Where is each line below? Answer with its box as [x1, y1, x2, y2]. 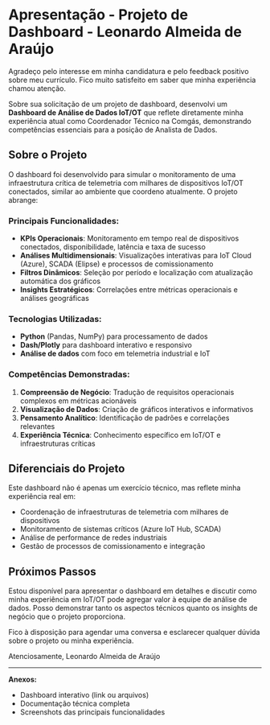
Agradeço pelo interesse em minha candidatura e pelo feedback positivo [8, 66, 249, 76]
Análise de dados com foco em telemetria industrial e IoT [19, 348, 211, 359]
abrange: [8, 195, 39, 204]
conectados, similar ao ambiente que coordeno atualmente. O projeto [8, 187, 239, 196]
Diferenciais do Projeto [8, 462, 125, 476]
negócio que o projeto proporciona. [8, 612, 126, 621]
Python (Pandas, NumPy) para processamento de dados [19, 332, 208, 341]
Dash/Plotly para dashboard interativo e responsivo [19, 340, 193, 350]
